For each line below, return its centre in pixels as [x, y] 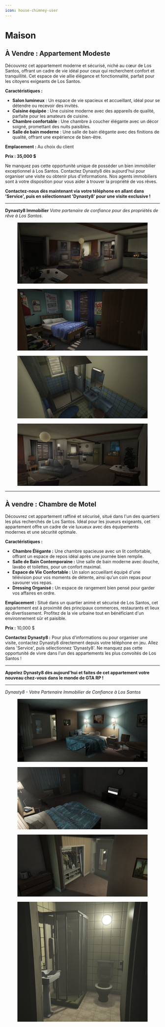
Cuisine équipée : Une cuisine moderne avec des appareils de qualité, [83, 110]
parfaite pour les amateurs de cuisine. [51, 116]
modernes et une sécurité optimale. [41, 532]
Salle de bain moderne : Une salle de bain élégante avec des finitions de [86, 132]
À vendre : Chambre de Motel [51, 504]
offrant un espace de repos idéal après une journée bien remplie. [78, 556]
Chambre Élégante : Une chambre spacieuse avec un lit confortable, [82, 551]
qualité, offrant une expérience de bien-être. [57, 137]
